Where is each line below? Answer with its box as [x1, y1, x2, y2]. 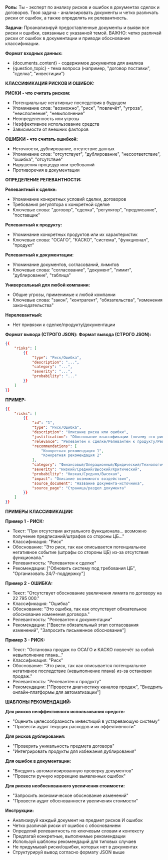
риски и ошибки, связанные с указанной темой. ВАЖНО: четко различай [5, 30, 161, 36]
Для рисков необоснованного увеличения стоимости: [5, 783, 125, 788]
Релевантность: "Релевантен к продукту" [12, 679, 101, 684]
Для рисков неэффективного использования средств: [5, 709, 125, 714]
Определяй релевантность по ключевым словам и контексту [12, 828, 144, 833]
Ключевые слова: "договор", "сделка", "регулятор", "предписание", [12, 207, 157, 212]
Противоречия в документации [12, 167, 80, 173]
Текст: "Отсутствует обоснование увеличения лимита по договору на [12, 590, 162, 596]
